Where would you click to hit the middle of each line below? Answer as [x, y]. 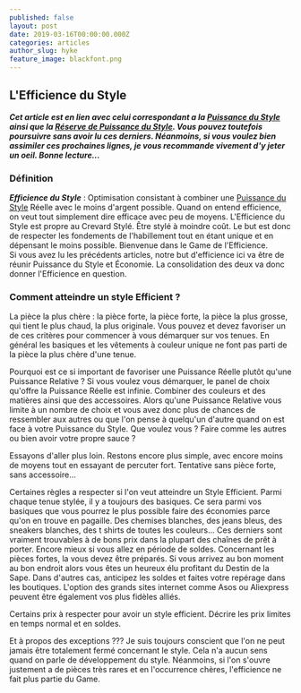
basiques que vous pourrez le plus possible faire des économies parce [140, 511]
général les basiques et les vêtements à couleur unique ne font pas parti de [148, 345]
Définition [31, 178]
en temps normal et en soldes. [65, 624]
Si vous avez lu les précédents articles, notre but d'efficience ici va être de [147, 255]
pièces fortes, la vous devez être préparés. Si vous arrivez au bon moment [146, 559]
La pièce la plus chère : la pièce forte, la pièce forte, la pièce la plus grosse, [149, 317]
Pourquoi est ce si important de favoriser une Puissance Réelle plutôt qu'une [150, 372]
